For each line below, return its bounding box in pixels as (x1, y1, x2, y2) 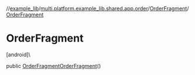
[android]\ (6, 51, 31, 58)
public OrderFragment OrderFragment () (6, 62, 102, 69)
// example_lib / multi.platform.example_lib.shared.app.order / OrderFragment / (6, 5, 189, 12)
